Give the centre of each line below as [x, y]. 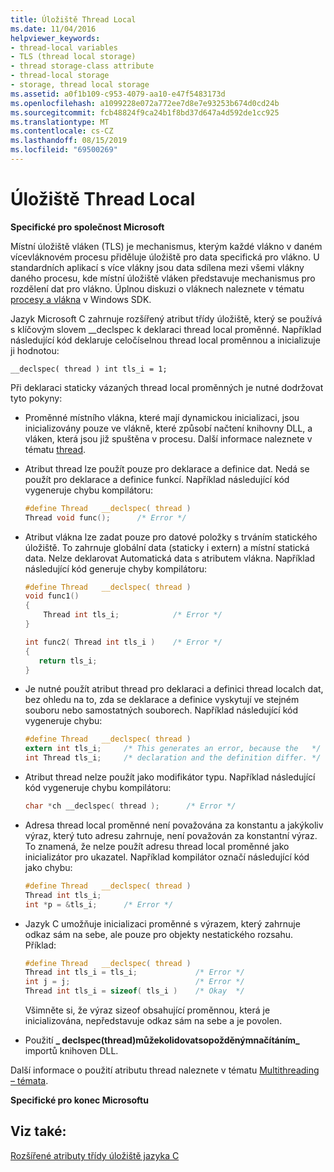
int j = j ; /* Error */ [134, 982]
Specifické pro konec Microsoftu [79, 1100]
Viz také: [38, 1131]
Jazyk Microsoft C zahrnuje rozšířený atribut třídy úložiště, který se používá [166, 318]
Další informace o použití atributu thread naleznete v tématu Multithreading [165, 1070]
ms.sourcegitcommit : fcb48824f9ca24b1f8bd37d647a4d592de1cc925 [145, 112]
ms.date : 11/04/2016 [53, 29]
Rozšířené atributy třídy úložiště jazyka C [95, 1155]
